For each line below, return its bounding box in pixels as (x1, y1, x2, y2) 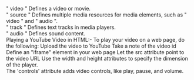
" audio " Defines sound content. (6, 30, 85, 37)
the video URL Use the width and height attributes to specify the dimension (6, 55, 188, 62)
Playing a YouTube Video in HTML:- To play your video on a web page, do (6, 36, 185, 43)
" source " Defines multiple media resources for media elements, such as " (6, 11, 187, 18)
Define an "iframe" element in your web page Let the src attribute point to (6, 49, 185, 55)
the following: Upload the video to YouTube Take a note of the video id (6, 42, 176, 49)
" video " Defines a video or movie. (6, 5, 91, 12)
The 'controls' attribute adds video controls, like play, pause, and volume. (6, 68, 184, 74)
